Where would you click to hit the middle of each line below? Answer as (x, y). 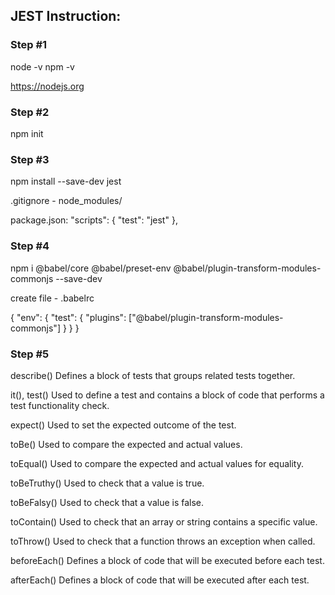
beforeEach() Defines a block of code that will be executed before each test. (167, 560)
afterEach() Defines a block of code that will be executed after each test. (160, 580)
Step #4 (30, 246)
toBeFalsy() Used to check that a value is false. (107, 502)
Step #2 (30, 112)
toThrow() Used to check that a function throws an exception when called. (163, 541)
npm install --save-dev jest (66, 181)
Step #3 (30, 159)
